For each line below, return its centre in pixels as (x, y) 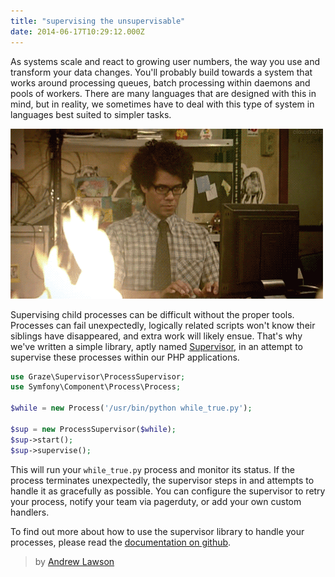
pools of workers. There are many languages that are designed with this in (163, 93)
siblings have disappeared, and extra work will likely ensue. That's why (156, 336)
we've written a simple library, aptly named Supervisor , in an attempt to (156, 346)
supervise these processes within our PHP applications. (125, 357)
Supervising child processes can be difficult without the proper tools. (152, 314)
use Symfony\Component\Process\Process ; (96, 387)
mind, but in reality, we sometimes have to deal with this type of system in (162, 104)
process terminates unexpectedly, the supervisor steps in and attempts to (162, 480)
